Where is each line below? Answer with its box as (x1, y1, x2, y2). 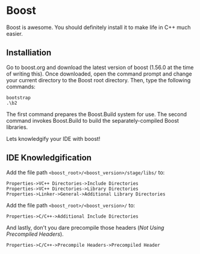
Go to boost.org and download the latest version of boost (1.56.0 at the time (6, 63, 194, 71)
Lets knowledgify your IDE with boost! (6, 135, 101, 142)
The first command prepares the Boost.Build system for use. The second (6, 110, 187, 118)
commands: (6, 83, 36, 90)
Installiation (6, 48, 52, 58)
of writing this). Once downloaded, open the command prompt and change (6, 70, 192, 77)
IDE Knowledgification (6, 152, 92, 163)
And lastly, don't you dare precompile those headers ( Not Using (6, 224, 164, 231)
